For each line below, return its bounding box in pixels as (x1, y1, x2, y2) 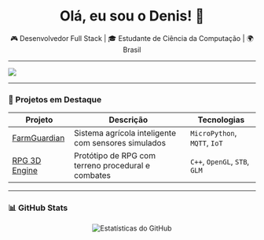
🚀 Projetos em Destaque (8, 94, 102, 105)
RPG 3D (12, 155, 42, 166)
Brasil (123, 45, 141, 54)
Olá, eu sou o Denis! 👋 (59, 7, 205, 25)
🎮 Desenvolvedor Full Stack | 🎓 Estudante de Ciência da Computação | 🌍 (10, 33, 254, 42)
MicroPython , (189, 127, 237, 138)
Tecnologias (197, 114, 245, 125)
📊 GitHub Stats (8, 202, 68, 213)
